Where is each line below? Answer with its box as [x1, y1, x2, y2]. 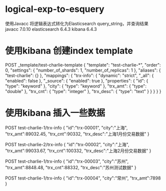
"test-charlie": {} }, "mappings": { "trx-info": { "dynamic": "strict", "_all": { [5, 72, 154, 78]
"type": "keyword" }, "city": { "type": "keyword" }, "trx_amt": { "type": [5, 83, 147, 89]
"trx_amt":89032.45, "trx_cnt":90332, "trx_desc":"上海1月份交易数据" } [5, 131, 150, 137]
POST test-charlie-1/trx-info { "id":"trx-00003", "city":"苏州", [5, 158, 129, 164]
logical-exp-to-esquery [5, 3, 105, 15]
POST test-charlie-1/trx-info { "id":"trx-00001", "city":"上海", [5, 124, 128, 130]
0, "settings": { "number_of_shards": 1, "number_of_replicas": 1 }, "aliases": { [5, 67, 161, 73]
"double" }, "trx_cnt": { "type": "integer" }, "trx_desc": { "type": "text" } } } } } [5, 88, 162, 94]
